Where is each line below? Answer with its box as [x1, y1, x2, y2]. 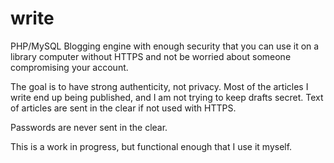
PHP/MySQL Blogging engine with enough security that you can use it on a [10, 40, 320, 52]
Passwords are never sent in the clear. [10, 121, 168, 133]
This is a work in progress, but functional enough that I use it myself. [10, 140, 293, 152]
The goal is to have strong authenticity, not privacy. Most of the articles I [10, 80, 309, 92]
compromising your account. [10, 61, 129, 73]
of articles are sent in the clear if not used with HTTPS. [10, 102, 237, 114]
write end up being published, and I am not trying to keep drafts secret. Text [10, 91, 324, 103]
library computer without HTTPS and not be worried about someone [10, 50, 292, 62]
